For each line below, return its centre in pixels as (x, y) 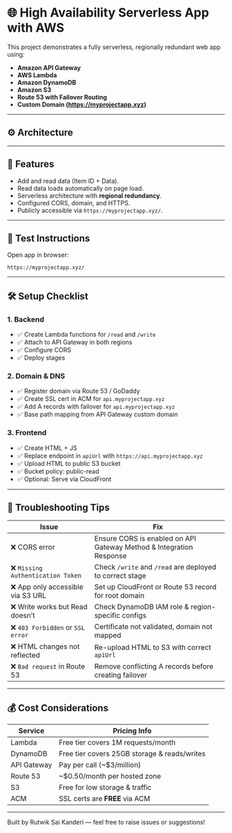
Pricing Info (132, 731)
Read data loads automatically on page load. (80, 188)
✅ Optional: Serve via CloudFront (64, 479)
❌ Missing (27, 568)
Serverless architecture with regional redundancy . (89, 196)
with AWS (36, 28)
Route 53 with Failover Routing (62, 97)
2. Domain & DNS (36, 376)
